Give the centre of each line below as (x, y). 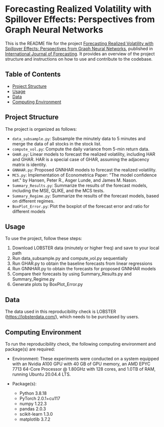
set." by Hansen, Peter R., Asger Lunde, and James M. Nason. (75, 180)
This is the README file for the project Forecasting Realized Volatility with (79, 43)
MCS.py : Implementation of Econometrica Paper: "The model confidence (84, 175)
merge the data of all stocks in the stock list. (57, 143)
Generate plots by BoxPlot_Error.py (47, 285)
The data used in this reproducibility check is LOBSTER (61, 311)
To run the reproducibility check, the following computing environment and (81, 344)
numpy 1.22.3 (33, 403)
